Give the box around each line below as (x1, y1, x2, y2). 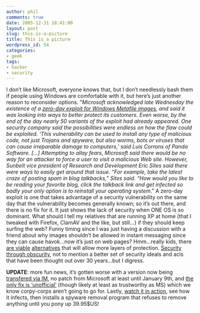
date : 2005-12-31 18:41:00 (6, 20, 73, 26)
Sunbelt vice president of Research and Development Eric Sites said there (6, 162, 187, 169)
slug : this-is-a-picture (6, 31, 68, 37)
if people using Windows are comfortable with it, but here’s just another (6, 92, 182, 100)
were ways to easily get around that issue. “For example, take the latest (6, 168, 183, 176)
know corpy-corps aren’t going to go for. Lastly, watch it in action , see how (6, 287, 190, 295)
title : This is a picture (6, 36, 70, 42)
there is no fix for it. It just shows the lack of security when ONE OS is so (6, 206, 185, 213)
